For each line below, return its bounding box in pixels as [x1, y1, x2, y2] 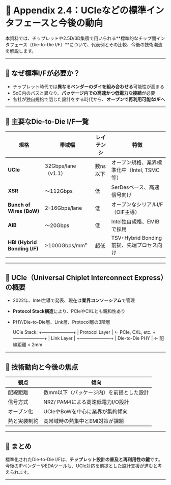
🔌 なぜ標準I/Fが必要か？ [5, 69, 80, 78]
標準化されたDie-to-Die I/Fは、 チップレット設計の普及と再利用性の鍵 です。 [5, 457, 163, 462]
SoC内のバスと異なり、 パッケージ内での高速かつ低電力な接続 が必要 [12, 90, 155, 96]
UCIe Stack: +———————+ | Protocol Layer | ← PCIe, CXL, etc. [12, 329, 152, 335]
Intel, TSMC [131, 166, 160, 174]
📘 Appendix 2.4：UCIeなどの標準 [5, 5, 147, 16]
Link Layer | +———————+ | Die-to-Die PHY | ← [50, 335, 159, 341]
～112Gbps [45, 187, 73, 194]
